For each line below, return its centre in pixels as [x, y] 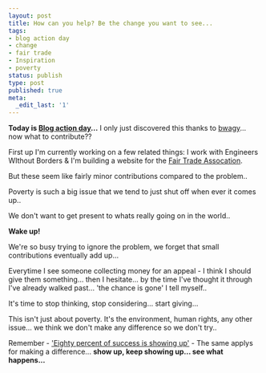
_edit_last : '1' [42, 105]
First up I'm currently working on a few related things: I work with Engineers [133, 152]
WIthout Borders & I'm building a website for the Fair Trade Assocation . [125, 160]
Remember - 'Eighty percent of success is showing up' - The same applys [131, 343]
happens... [27, 360]
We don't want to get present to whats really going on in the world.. [119, 216]
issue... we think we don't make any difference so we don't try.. [113, 328]
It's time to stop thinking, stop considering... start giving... [103, 304]
